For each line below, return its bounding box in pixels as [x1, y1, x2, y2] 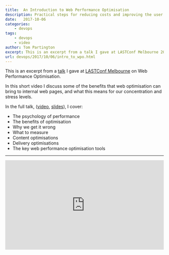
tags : [5, 31, 17, 36]
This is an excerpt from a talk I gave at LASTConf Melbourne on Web [5, 68, 147, 74]
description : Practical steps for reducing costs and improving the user [5, 12, 163, 17]
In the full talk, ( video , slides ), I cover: [5, 104, 83, 110]
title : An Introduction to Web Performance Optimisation [5, 7, 129, 13]
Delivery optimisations [12, 140, 59, 146]
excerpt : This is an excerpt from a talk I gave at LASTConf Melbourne [5, 49, 158, 54]
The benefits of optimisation [12, 119, 71, 125]
